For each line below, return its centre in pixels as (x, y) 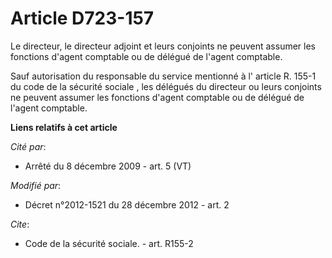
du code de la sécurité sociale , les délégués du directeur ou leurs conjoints (166, 86)
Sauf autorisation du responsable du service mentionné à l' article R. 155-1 (163, 76)
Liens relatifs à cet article (64, 127)
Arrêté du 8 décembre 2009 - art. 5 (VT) (108, 166)
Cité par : (28, 146)
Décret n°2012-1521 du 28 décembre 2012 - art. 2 (127, 204)
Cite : (20, 224)
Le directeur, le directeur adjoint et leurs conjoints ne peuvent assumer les (163, 46)
